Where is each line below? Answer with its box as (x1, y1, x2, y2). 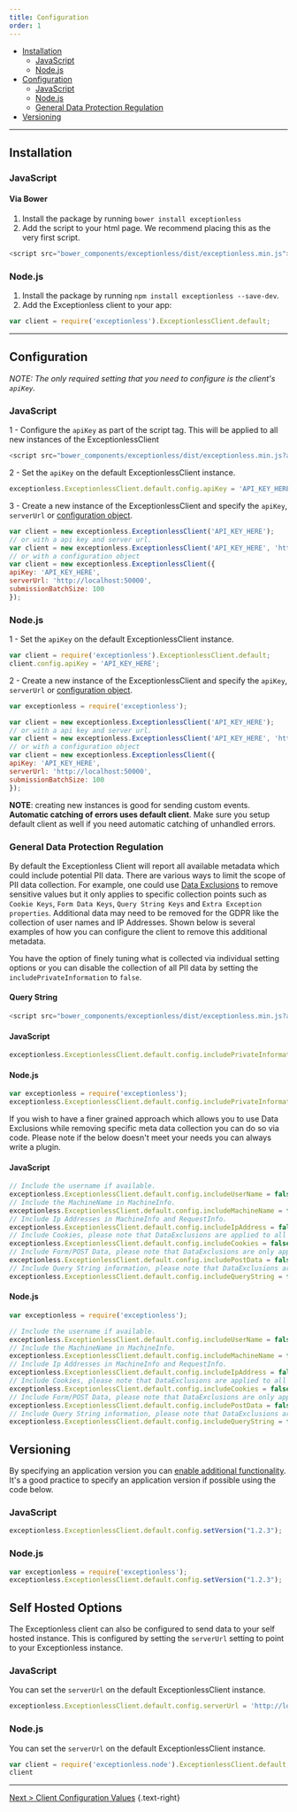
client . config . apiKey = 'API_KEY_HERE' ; (9, 659, 161, 668)
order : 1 (9, 21, 42, 30)
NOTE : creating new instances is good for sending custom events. (9, 799, 250, 810)
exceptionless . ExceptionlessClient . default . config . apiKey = (9, 484, 236, 494)
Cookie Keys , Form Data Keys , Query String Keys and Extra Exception (9, 898, 263, 908)
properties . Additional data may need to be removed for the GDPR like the (9, 907, 279, 918)
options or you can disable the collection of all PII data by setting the (9, 962, 259, 973)
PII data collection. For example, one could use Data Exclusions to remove (9, 879, 278, 890)
